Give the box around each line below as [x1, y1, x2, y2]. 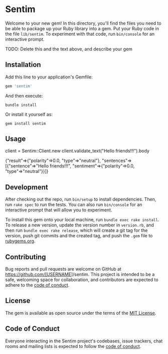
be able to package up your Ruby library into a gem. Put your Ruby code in [5, 25, 159, 31]
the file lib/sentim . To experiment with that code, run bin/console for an [5, 31, 155, 37]
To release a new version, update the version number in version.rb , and [5, 222, 154, 228]
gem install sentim [5, 121, 46, 126]
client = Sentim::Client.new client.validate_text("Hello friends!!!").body [5, 148, 149, 154]
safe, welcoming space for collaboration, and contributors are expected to [5, 277, 159, 283]
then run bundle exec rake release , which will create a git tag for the [5, 227, 148, 233]
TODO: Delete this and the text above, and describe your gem [5, 46, 133, 52]
